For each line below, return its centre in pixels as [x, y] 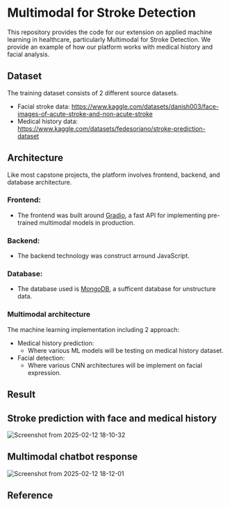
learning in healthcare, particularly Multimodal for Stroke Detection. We [109, 39]
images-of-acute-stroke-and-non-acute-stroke [85, 113]
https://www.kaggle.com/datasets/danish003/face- [145, 106]
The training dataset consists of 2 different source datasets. [93, 93]
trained [27, 222]
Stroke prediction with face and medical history [112, 418]
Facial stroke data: [44, 106]
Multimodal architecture [49, 315]
